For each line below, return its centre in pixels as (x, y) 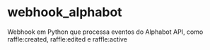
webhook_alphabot (65, 12)
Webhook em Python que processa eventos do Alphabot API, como (105, 32)
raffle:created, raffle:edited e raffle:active (67, 39)
